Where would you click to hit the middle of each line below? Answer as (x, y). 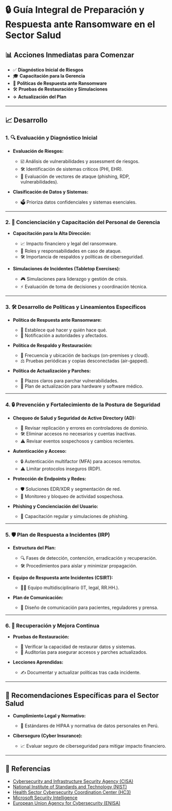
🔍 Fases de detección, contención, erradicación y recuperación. (89, 558)
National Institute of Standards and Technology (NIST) (70, 786)
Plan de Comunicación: (38, 597)
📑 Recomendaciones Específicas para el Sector (82, 695)
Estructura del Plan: (34, 547)
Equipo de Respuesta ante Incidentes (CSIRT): (63, 577)
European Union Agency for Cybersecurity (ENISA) (67, 803)
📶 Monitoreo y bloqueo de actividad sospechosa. (72, 496)
